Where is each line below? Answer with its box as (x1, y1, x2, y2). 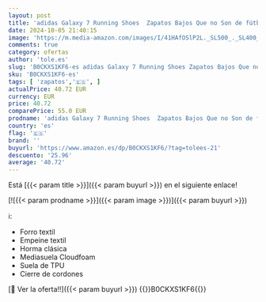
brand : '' (8, 136, 41, 145)
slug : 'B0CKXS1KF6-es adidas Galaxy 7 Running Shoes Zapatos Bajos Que (8, 63, 249, 71)
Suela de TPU (19, 261, 65, 270)
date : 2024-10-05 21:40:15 (8, 26, 97, 34)
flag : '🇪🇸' (8, 129, 47, 137)
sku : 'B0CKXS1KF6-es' (8, 70, 80, 78)
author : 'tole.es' (8, 56, 69, 64)
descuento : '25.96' (8, 151, 73, 159)
